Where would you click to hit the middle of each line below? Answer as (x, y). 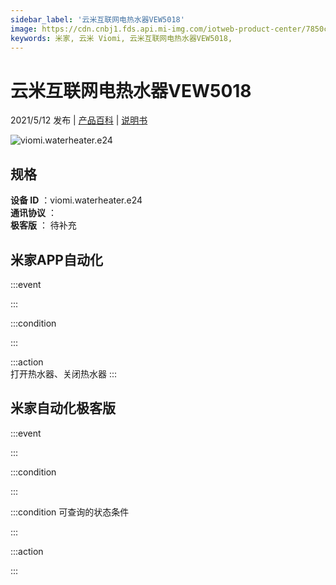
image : (24, 29)
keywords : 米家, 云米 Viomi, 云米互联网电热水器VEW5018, (121, 38)
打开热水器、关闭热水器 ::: (64, 373)
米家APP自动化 (56, 259)
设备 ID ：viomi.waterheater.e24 (76, 200)
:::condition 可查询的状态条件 (70, 512)
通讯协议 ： (33, 213)
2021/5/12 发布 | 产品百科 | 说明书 (79, 120)
